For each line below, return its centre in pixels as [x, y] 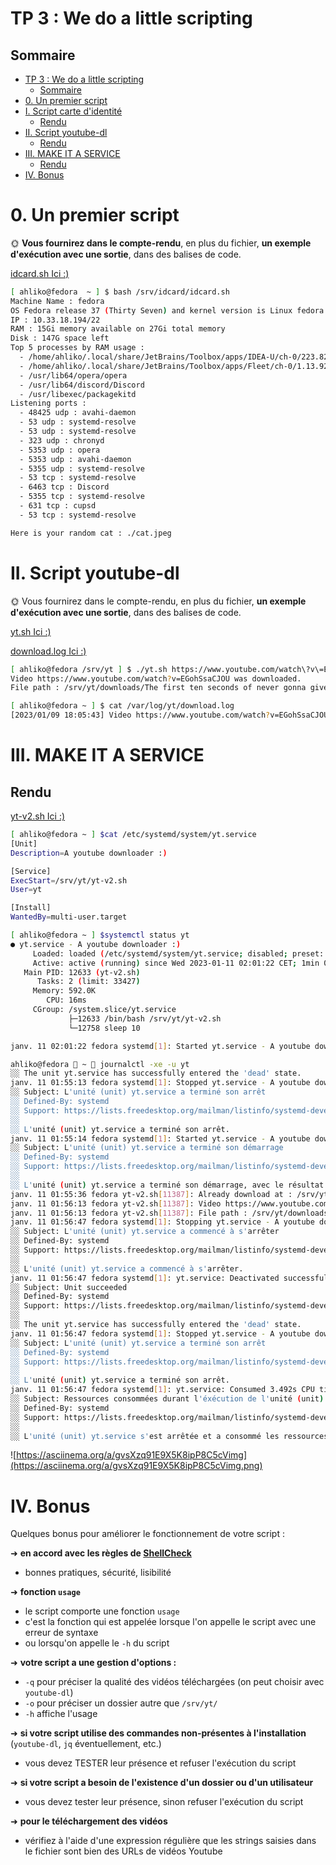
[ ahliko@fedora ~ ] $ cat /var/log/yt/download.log [122, 706]
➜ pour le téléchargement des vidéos [89, 1821]
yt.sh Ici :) [31, 631]
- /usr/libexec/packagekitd [78, 394]
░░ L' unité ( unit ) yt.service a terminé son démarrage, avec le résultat [167, 1185]
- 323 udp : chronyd [62, 440]
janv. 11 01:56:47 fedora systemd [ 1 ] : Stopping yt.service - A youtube [162, 1222]
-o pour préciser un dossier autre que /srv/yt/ [121, 1703]
